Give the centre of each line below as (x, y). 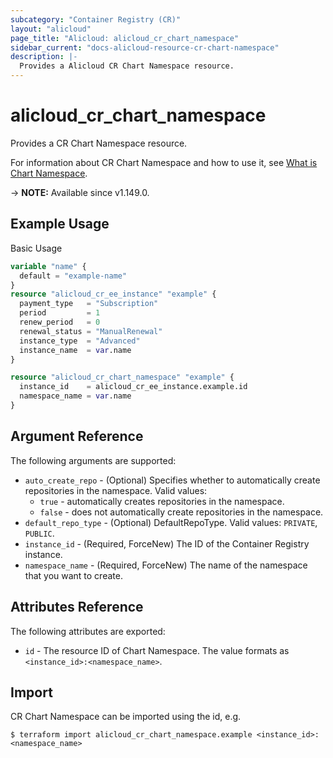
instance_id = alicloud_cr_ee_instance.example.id (133, 387)
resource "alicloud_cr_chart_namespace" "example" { (122, 377)
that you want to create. (73, 575)
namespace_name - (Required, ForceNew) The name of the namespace (166, 565)
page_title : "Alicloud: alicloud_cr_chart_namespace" (125, 38)
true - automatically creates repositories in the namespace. (162, 501)
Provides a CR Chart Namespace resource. (99, 143)
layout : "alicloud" (51, 29)
